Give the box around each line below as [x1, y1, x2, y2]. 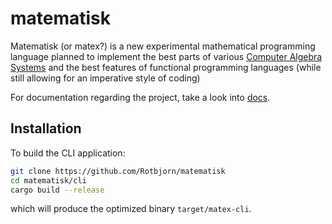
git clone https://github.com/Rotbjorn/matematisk [10, 166, 226, 176]
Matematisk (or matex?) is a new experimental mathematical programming [10, 40, 316, 52]
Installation [10, 120, 82, 137]
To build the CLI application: [10, 147, 126, 159]
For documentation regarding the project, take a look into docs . [10, 91, 271, 103]
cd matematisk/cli [10, 175, 87, 186]
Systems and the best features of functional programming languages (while [10, 61, 322, 73]
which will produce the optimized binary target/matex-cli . [10, 203, 252, 215]
